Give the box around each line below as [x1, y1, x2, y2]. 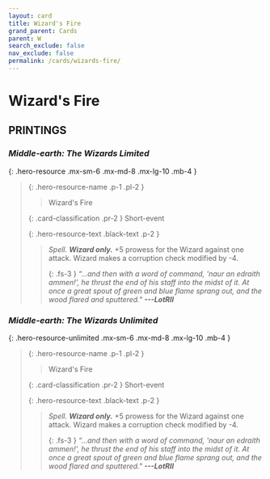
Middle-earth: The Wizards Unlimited [8, 314, 158, 326]
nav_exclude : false [8, 49, 74, 57]
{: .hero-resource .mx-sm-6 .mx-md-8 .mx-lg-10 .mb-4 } [8, 166, 197, 176]
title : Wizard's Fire [8, 19, 82, 27]
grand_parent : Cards [8, 27, 78, 35]
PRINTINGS [8, 124, 67, 137]
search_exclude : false [8, 42, 85, 50]
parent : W [8, 34, 42, 43]
